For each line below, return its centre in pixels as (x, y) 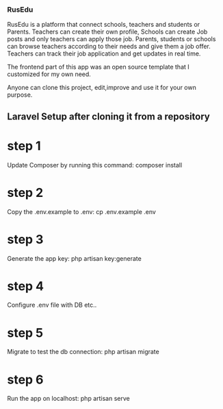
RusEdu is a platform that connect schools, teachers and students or (104, 25)
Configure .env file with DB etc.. (52, 305)
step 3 (25, 239)
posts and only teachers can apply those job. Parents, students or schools (112, 39)
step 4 (26, 286)
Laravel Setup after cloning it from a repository (108, 116)
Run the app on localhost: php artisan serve (68, 399)
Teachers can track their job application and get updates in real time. (104, 54)
